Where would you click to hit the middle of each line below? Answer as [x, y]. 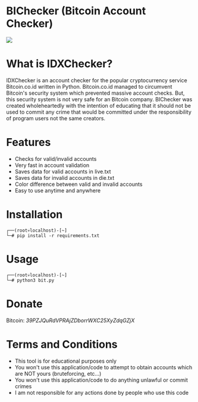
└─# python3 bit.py [30, 280]
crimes [23, 386]
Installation [34, 214]
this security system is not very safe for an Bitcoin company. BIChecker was [99, 99]
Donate [24, 303]
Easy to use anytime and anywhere [58, 190]
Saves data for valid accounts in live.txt [63, 172]
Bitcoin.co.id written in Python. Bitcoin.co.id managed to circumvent [89, 86]
